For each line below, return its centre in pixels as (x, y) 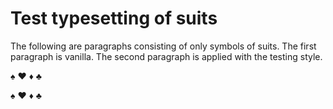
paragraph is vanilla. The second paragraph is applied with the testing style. (166, 56)
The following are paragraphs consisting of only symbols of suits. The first (163, 46)
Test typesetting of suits (114, 18)
